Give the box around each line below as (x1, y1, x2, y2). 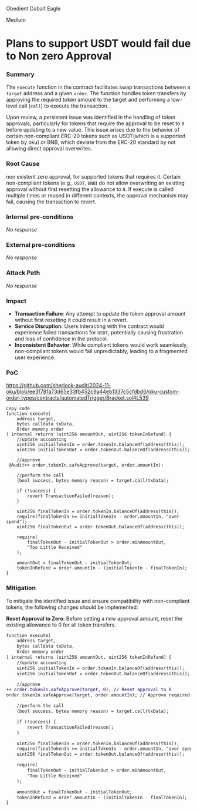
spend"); (6, 519, 28, 525)
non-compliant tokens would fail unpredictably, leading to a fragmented (14, 347, 188, 354)
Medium (6, 16, 26, 23)
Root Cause (6, 160, 40, 168)
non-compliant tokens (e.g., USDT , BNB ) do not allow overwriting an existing (6, 179, 185, 186)
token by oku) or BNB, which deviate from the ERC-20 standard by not (6, 139, 176, 146)
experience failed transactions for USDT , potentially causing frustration (14, 329, 184, 336)
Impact (6, 297, 27, 305)
